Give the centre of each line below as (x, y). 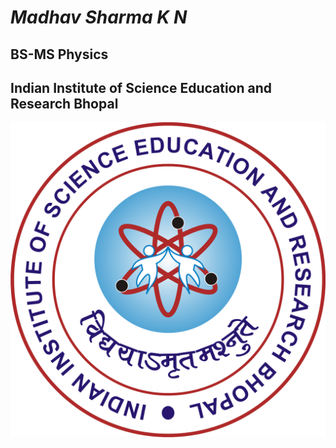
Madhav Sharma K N (99, 17)
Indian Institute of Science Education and (141, 87)
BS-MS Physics (59, 54)
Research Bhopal (64, 103)
